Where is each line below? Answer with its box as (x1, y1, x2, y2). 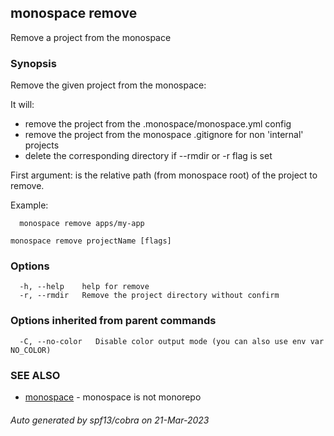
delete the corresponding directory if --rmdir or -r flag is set (24, 150, 273, 162)
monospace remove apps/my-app (19, 219, 145, 229)
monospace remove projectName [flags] (10, 236, 172, 246)
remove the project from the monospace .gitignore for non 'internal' (24, 129, 304, 141)
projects (24, 139, 60, 151)
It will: (10, 99, 35, 111)
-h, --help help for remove (19, 282, 150, 292)
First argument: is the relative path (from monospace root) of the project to (10, 169, 318, 181)
